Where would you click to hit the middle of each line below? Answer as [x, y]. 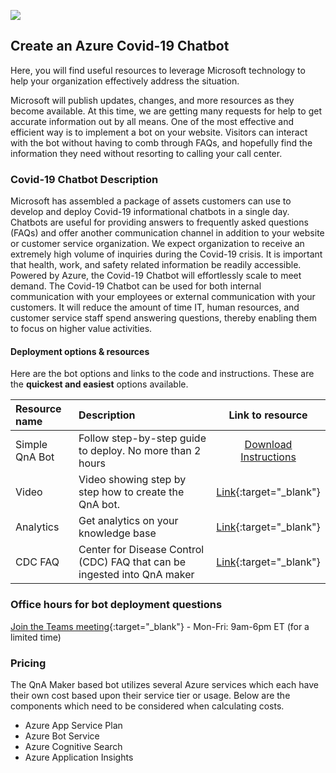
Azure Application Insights [79, 757]
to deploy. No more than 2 [140, 451]
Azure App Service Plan [73, 725]
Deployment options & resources [80, 351]
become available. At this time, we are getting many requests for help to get [166, 111]
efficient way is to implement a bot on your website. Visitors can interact [159, 132]
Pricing [28, 663]
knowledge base [117, 533]
